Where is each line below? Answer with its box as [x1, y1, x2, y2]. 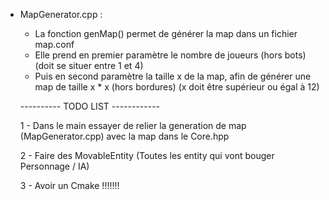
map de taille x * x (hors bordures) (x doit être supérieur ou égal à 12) [34, 81, 320, 93]
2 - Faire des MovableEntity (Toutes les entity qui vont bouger [19, 150, 275, 161]
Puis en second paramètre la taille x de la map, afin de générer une [34, 70, 312, 82]
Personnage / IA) [19, 160, 90, 172]
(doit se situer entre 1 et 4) [34, 60, 144, 71]
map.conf [34, 39, 75, 50]
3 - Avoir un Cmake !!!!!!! [19, 180, 120, 191]
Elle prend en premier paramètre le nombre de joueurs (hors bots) [34, 49, 307, 61]
